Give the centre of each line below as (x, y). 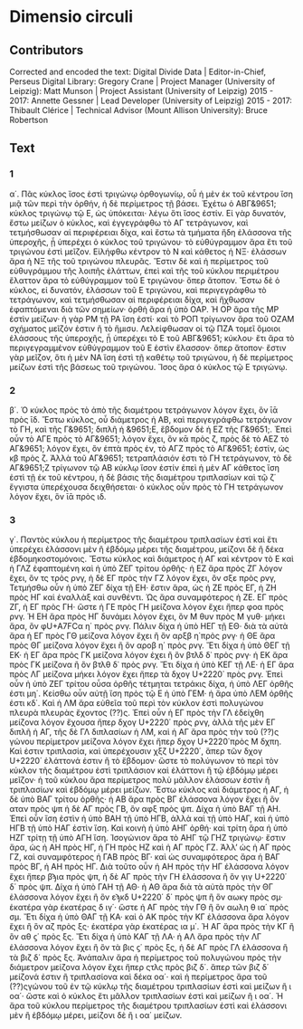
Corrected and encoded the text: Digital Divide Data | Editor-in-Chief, (138, 71)
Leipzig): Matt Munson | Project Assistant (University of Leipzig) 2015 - (142, 91)
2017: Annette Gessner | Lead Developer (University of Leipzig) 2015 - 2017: (151, 100)
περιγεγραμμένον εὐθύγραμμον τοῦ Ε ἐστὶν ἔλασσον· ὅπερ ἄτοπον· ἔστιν (148, 348)
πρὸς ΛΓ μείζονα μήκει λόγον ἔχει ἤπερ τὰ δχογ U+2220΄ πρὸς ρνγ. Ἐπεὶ (146, 674)
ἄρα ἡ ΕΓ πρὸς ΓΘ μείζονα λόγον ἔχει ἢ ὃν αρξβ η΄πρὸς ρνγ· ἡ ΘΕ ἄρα (142, 636)
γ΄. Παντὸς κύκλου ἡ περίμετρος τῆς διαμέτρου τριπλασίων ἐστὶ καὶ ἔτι (143, 539)
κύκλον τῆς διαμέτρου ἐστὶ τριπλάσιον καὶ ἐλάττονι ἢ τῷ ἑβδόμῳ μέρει (144, 770)
